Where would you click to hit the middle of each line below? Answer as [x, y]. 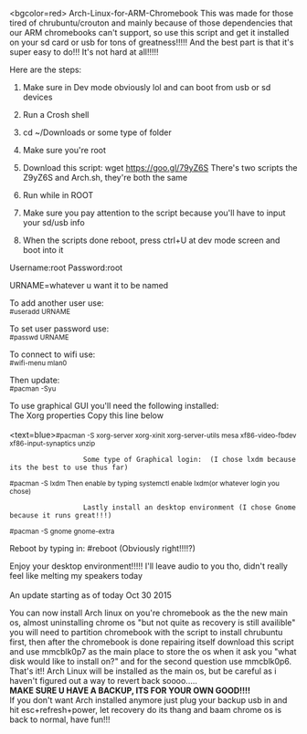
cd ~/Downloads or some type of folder [97, 132]
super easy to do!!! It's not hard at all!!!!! [84, 52]
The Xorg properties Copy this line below [87, 415]
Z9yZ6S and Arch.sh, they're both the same [105, 178]
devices [37, 97]
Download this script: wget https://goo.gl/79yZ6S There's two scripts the [160, 168]
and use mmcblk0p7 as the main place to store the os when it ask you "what [153, 651]
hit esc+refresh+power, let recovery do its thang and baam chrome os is [145, 710]
